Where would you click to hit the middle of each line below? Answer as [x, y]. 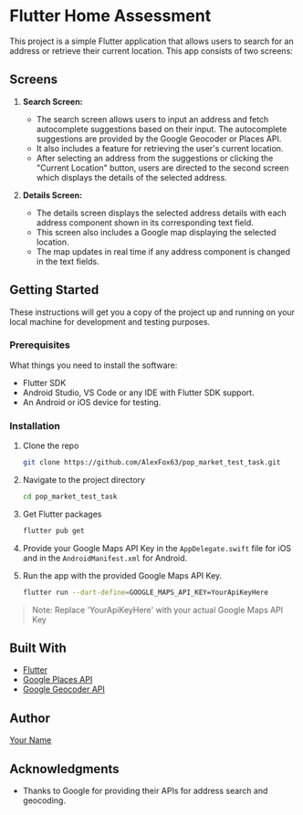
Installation [35, 425]
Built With [38, 648]
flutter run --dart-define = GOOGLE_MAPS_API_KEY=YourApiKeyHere [146, 592]
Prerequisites [40, 345]
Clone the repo [51, 446]
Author [30, 718]
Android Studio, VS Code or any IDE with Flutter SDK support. [138, 392]
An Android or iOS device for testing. [92, 402]
